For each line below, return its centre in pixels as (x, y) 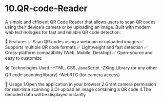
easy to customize (23, 58)
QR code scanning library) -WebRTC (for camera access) (62, 75)
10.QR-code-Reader (46, 8)
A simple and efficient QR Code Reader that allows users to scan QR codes (80, 22)
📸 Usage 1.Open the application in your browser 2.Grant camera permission (81, 84)
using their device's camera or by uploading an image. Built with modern (78, 27)
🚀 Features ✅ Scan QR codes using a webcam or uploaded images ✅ (74, 41)
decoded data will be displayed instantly (46, 94)
